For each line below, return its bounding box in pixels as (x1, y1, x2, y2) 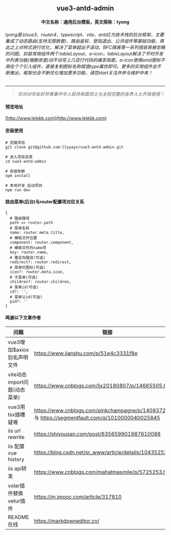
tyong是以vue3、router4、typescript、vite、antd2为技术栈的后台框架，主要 (5, 32, 164, 38)
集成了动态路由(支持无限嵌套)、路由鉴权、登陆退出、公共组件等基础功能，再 (5, 38, 164, 44)
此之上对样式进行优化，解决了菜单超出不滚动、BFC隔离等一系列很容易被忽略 (5, 44, 165, 50)
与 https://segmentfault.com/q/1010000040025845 (33, 414, 160, 421)
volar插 (8, 482, 25, 489)
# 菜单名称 (10, 226, 30, 231)
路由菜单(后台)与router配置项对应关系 (5, 199, 85, 205)
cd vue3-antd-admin (5, 159, 47, 164)
